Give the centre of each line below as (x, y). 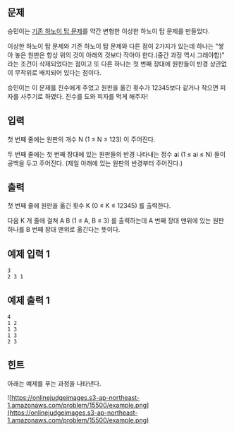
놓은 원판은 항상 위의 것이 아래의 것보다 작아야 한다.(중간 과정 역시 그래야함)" (120, 54)
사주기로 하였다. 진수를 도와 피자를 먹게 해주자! (84, 96)
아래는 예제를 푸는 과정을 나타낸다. (54, 383)
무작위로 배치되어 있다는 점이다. (58, 72)
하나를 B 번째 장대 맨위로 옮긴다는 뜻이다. (64, 230)
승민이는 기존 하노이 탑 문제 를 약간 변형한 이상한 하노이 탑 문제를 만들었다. (109, 31)
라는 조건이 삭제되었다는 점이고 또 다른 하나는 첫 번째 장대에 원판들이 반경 (108, 64)
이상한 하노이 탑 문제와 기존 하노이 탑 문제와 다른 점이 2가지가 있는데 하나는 (110, 46)
